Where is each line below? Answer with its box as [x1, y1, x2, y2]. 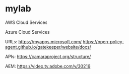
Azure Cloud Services [5, 29, 50, 35]
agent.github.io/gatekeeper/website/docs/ [5, 44, 92, 50]
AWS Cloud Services [5, 19, 48, 25]
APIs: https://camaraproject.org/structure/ [5, 53, 91, 60]
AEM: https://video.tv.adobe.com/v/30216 [5, 63, 91, 69]
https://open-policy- [82, 38, 124, 45]
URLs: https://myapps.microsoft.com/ [5, 38, 82, 45]
